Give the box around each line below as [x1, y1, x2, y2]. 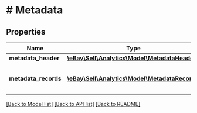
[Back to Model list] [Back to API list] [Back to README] [6, 101, 141, 107]
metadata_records [9, 74, 62, 83]
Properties [6, 27, 46, 37]
